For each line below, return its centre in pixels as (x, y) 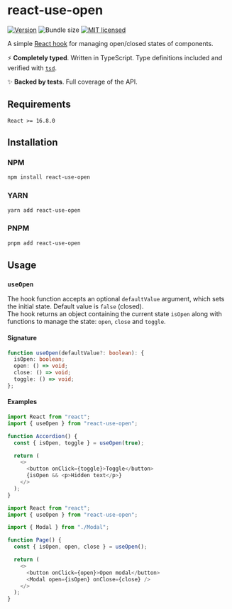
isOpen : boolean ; (39, 359)
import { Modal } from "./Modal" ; (59, 527)
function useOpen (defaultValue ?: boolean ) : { (76, 353)
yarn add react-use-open (44, 210)
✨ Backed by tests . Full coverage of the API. (73, 82)
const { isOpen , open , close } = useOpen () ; (81, 547)
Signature (22, 337)
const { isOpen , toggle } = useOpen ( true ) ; (79, 443)
